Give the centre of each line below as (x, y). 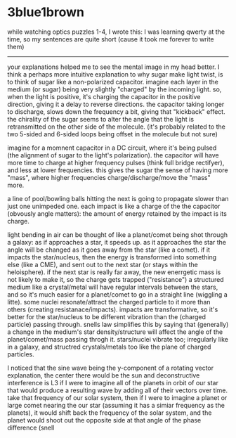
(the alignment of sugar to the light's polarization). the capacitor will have (113, 155)
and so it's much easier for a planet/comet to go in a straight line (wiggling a (117, 294)
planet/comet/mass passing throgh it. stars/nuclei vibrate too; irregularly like (118, 339)
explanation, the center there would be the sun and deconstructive (104, 375)
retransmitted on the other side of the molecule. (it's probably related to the (117, 127)
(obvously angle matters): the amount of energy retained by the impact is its (117, 213)
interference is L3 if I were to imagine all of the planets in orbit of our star (113, 382)
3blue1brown (46, 12)
